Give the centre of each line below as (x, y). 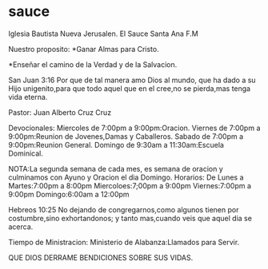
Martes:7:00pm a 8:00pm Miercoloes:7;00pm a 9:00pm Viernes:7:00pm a (130, 185)
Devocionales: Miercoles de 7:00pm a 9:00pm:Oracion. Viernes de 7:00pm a (134, 128)
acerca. (21, 227)
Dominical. (26, 153)
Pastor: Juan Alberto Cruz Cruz (60, 112)
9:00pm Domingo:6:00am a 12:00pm (69, 194)
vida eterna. (28, 97)
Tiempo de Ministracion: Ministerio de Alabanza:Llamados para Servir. (124, 242)
